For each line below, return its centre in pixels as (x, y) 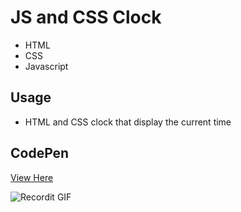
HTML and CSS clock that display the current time (128, 122)
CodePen (40, 153)
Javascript (46, 66)
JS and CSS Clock (86, 17)
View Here (32, 177)
